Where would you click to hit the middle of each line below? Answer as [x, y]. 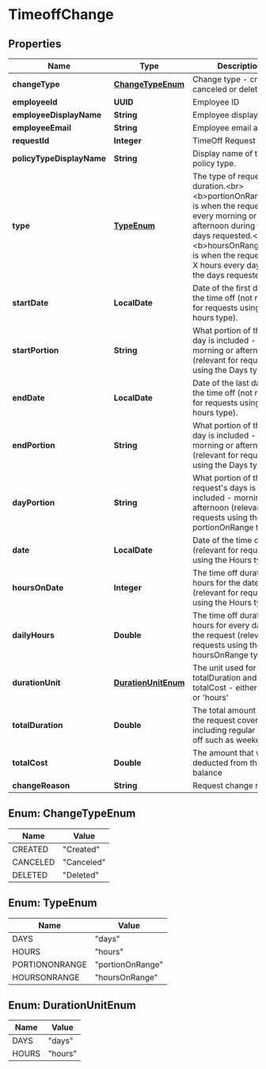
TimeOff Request [224, 140]
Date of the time [222, 540]
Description [240, 66]
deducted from [220, 763]
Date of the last [221, 383]
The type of [214, 176]
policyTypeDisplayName [59, 158]
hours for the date [226, 583]
